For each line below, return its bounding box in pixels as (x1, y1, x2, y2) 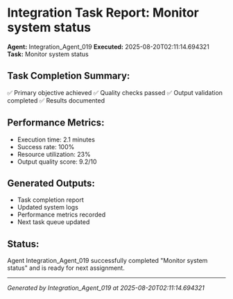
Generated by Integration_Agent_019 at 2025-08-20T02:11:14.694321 (7, 284, 205, 292)
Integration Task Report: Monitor (7, 5, 200, 21)
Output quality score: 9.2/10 (17, 157, 97, 166)
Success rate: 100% (17, 142, 75, 151)
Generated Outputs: (7, 177, 96, 189)
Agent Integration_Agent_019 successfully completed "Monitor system (7, 257, 208, 265)
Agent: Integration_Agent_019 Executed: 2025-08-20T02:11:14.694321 (7, 42, 209, 51)
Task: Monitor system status (7, 50, 89, 58)
